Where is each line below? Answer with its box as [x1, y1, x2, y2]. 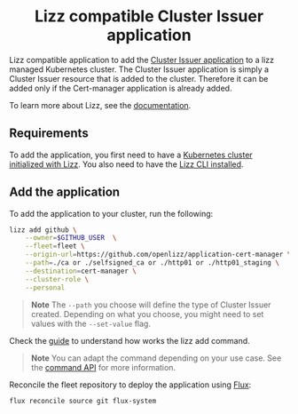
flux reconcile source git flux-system [9, 396, 157, 405]
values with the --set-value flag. [30, 318, 151, 329]
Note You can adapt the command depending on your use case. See [30, 353, 282, 363]
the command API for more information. [30, 362, 176, 372]
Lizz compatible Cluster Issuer [34, 6, 264, 27]
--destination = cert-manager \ [25, 267, 137, 275]
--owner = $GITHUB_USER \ [25, 234, 117, 243]
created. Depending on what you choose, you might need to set [30, 308, 264, 319]
